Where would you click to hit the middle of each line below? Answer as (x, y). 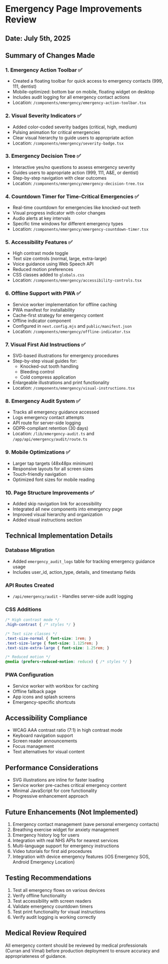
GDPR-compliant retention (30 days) (50, 428)
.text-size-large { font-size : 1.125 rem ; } (52, 643)
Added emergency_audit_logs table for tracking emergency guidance (84, 561)
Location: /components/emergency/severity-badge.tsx (68, 143)
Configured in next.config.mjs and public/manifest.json (72, 326)
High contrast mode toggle (40, 253)
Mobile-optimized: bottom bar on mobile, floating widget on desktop (83, 92)
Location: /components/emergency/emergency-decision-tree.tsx (78, 183)
